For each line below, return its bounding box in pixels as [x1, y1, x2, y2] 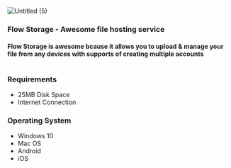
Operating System [7, 116, 72, 125]
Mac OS [17, 139, 41, 148]
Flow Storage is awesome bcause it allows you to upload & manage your [7, 42, 224, 50]
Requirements [7, 74, 57, 84]
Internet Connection [17, 98, 77, 106]
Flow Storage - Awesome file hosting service [7, 24, 165, 34]
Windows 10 [17, 132, 54, 140]
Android [17, 147, 41, 155]
